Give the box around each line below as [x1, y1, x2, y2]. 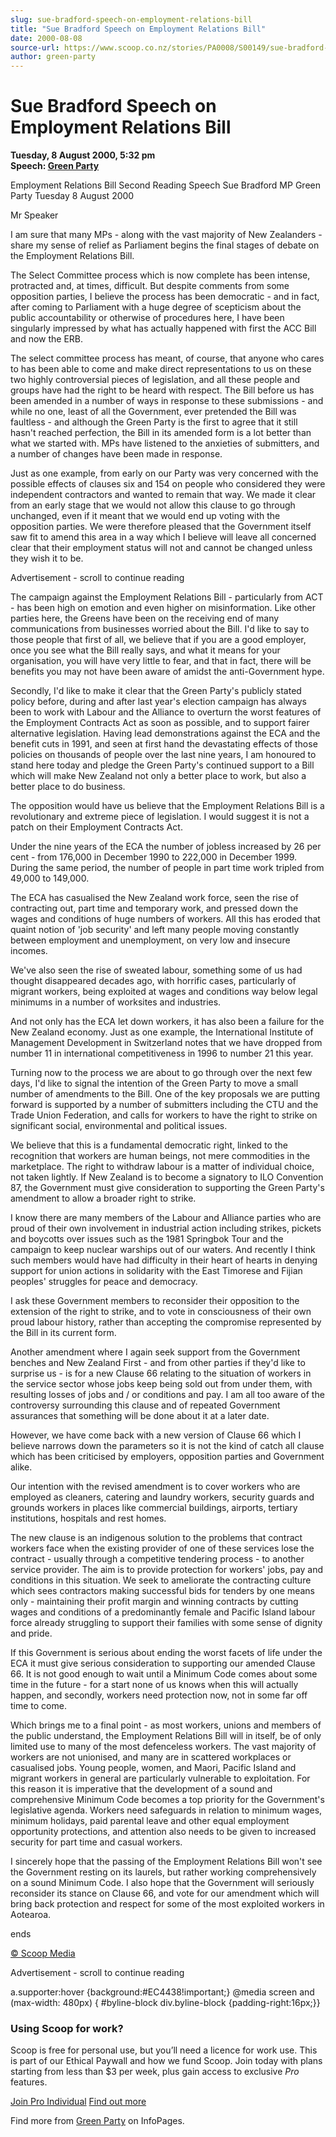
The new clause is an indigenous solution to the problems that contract [10, 1532, 303, 1544]
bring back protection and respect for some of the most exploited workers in [10, 1898, 325, 1910]
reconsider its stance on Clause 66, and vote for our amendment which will [10, 1887, 320, 1900]
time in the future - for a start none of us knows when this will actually [10, 1679, 299, 1691]
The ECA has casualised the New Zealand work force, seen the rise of [10, 892, 299, 904]
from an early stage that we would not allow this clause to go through [10, 499, 296, 511]
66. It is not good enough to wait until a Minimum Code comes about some [10, 1668, 318, 1680]
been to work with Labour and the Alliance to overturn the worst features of [10, 706, 322, 718]
